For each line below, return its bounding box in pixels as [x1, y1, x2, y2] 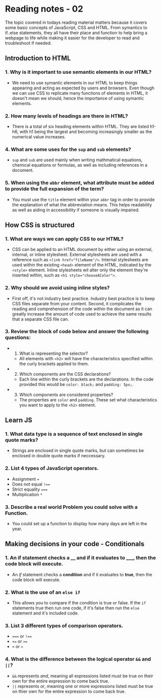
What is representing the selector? [19, 350, 88, 356]
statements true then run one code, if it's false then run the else [12, 605, 140, 611]
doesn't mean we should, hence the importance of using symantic [12, 95, 144, 101]
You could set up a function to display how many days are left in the [12, 521, 147, 527]
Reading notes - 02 [5, 3, 84, 15]
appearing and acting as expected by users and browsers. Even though [12, 85, 155, 91]
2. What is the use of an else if [5, 589, 81, 596]
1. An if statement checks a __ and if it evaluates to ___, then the [5, 554, 156, 561]
